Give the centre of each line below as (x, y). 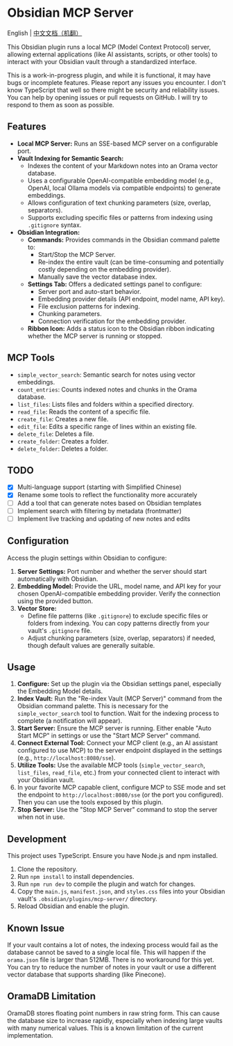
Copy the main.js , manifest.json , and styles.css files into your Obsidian (121, 891)
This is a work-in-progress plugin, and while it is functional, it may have (109, 75)
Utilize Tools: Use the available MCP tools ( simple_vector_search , (111, 765)
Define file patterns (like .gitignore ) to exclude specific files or (118, 616)
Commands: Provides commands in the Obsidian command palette (124, 240)
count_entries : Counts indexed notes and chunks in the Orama (107, 389)
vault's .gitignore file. (60, 630)
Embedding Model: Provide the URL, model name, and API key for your (119, 586)
